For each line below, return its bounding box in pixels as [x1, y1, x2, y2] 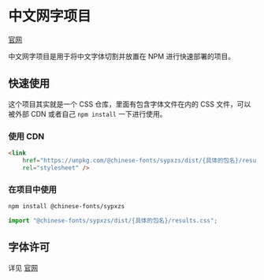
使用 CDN [8, 131, 45, 142]
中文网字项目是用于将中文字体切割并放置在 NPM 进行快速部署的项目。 [8, 51, 236, 61]
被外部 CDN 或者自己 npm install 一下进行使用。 [8, 109, 167, 118]
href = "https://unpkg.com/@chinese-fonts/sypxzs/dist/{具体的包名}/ [22, 156, 243, 164]
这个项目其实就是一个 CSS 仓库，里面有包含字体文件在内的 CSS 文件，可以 [8, 99, 251, 109]
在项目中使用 [8, 184, 58, 195]
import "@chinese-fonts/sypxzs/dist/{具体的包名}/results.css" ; [8, 216, 218, 225]
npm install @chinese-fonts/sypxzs [8, 202, 125, 210]
